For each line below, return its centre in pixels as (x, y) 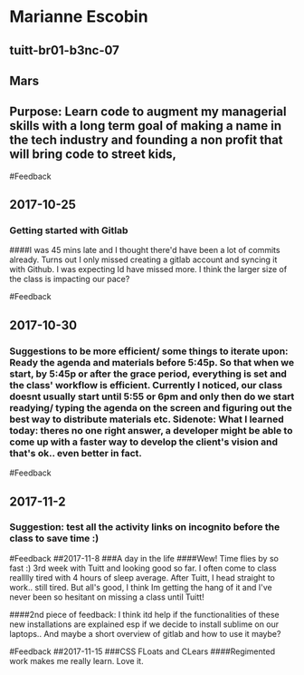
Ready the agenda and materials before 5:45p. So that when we (152, 362)
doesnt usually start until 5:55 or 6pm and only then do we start (152, 396)
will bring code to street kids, (93, 155)
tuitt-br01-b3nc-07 (64, 50)
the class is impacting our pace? (70, 279)
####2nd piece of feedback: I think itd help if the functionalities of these (144, 614)
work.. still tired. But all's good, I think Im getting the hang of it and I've (141, 587)
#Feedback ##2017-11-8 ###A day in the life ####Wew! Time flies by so (144, 558)
